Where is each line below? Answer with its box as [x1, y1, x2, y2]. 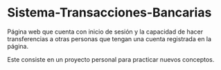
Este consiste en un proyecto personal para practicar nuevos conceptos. [7, 55, 215, 63]
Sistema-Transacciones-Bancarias [7, 5, 212, 21]
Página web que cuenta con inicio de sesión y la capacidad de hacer [7, 27, 203, 36]
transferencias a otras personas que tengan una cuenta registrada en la [7, 34, 212, 43]
